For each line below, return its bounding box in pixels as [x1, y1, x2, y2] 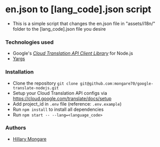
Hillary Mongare [12, 136, 47, 142]
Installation [5, 68, 34, 76]
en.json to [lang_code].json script [5, 4, 152, 15]
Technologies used [5, 38, 54, 45]
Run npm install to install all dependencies [12, 106, 104, 112]
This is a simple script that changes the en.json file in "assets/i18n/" [12, 20, 155, 27]
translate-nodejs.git [12, 85, 59, 90]
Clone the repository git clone [12, 80, 78, 86]
